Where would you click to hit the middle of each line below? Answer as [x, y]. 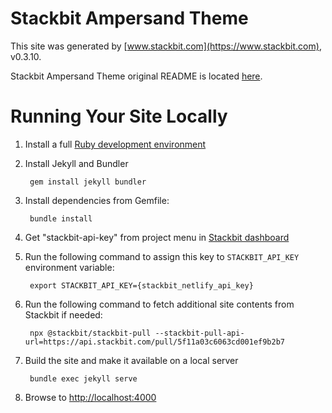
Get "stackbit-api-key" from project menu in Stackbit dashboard [157, 237]
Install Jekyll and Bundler [76, 163]
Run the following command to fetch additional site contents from [159, 304]
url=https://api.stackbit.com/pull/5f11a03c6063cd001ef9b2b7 [155, 342]
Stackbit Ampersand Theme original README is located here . [136, 76]
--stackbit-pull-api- [199, 333]
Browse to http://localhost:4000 [90, 397]
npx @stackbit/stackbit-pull [90, 333]
